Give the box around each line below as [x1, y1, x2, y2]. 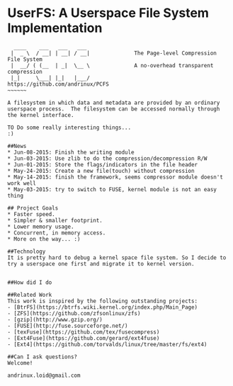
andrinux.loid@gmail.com [7, 372, 81, 379]
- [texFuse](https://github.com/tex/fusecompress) [7, 328, 160, 336]
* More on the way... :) [7, 235, 81, 242]
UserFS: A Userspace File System [7, 5, 209, 21]
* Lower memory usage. [7, 223, 74, 230]
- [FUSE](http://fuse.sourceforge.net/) [7, 322, 129, 329]
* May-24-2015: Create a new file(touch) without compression [7, 167, 195, 174]
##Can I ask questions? [7, 353, 78, 361]
